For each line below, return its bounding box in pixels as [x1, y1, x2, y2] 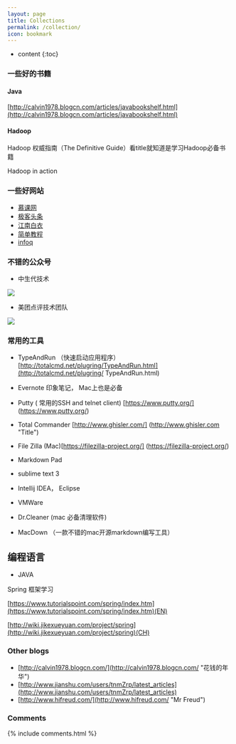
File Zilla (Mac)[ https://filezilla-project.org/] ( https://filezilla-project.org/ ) [17, 442, 230, 451]
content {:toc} [17, 50, 59, 58]
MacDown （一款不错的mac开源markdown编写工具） [17, 528, 174, 537]
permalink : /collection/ [7, 23, 81, 31]
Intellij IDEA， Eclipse [17, 484, 80, 493]
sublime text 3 [17, 469, 60, 478]
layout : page [7, 10, 46, 18]
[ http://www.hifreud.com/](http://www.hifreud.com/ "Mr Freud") [17, 695, 206, 703]
